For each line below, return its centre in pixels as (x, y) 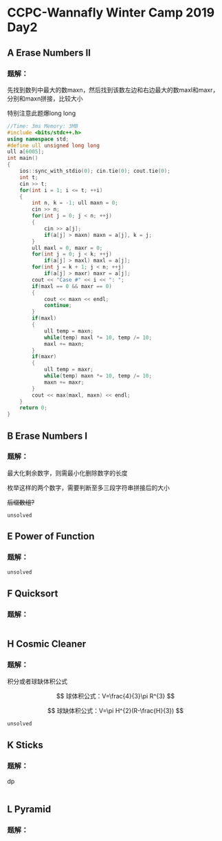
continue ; (58, 305)
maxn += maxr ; (64, 382)
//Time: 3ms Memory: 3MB (43, 126)
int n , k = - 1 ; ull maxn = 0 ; (75, 203)
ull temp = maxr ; (69, 370)
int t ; (29, 177)
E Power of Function (51, 536)
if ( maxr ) (44, 357)
